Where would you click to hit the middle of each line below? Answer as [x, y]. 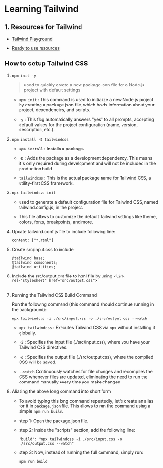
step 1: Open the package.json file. [54, 421]
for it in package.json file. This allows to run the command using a [85, 406]
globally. [27, 333]
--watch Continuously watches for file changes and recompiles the [86, 371]
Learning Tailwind [41, 9]
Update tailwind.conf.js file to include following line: [63, 231]
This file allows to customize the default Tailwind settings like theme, [88, 216]
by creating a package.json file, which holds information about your [87, 105]
